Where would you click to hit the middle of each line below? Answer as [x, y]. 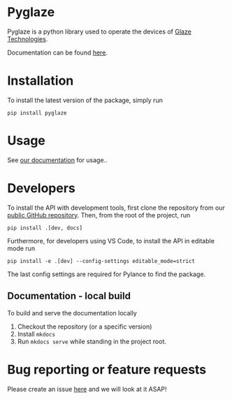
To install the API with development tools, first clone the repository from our [116, 208]
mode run [21, 248]
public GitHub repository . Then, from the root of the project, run [99, 215]
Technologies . [28, 38]
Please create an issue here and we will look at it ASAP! [87, 389]
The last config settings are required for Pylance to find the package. [107, 274]
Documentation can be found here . [58, 52]
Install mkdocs [36, 334]
